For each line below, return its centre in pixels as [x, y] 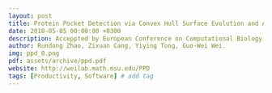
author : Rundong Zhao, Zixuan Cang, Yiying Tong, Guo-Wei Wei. [117, 46]
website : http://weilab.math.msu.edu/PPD [79, 69]
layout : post [30, 16]
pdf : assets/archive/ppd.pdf [57, 61]
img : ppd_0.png [34, 53]
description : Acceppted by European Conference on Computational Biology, [137, 38]
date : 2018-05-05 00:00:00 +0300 [65, 31]
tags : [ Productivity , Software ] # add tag [81, 76]
